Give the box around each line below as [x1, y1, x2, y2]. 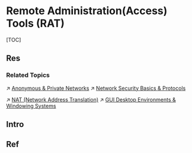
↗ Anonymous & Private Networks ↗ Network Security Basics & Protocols [6, 84, 186, 92]
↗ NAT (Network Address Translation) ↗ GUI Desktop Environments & [6, 96, 176, 103]
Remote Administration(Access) [6, 4, 168, 18]
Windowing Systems [6, 102, 56, 109]
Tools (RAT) [6, 17, 65, 30]
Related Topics [6, 71, 50, 79]
